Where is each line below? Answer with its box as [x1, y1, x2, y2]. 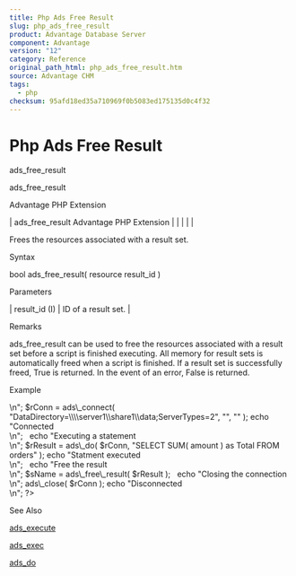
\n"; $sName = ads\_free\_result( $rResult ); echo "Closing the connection [9, 468, 287, 480]
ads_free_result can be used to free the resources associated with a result [9, 338, 283, 350]
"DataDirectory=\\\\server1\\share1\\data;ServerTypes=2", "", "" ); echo [9, 412, 269, 423]
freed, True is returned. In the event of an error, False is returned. [9, 367, 250, 378]
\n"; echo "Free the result [9, 459, 108, 470]
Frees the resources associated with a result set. [9, 234, 189, 245]
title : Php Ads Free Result [9, 13, 115, 22]
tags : [9, 80, 30, 89]
